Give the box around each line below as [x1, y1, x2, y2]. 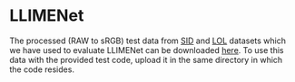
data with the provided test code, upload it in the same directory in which [9, 54, 283, 65]
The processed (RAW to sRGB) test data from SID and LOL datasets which [9, 35, 286, 46]
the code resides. [9, 64, 75, 75]
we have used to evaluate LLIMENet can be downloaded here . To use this [9, 44, 284, 55]
